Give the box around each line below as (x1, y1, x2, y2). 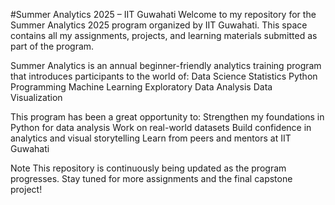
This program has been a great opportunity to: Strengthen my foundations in (10, 111, 325, 123)
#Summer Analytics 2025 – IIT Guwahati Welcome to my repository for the (10, 9, 317, 20)
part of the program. (10, 40, 95, 52)
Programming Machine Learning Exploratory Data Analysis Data (10, 81, 273, 93)
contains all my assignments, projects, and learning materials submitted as (10, 30, 318, 41)
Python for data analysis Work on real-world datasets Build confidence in (10, 122, 312, 133)
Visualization (10, 92, 63, 103)
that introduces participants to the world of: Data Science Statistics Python (10, 70, 318, 82)
